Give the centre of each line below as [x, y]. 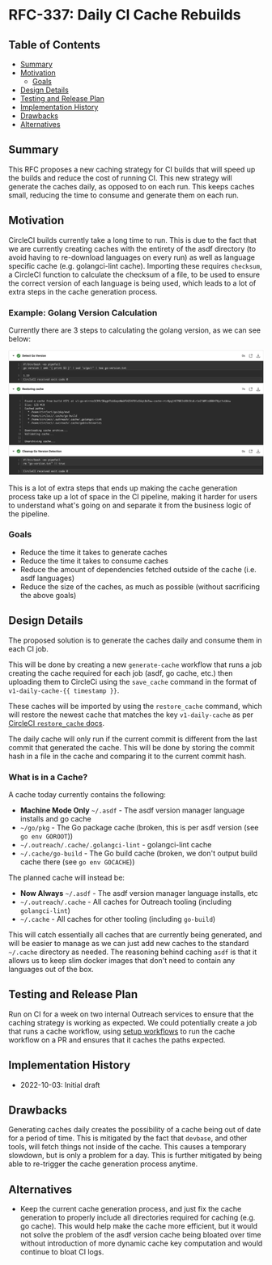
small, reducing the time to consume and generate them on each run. [123, 195]
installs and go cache [55, 818]
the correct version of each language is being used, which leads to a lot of [132, 283]
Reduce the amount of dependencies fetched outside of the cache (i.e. [138, 569]
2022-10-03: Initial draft [60, 1085]
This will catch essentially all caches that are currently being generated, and [135, 934]
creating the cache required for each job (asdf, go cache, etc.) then [121, 673]
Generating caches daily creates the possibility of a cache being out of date [135, 1130]
